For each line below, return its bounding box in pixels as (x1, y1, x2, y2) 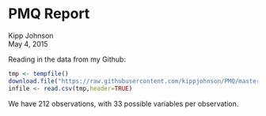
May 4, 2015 (8, 39, 49, 48)
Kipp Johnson (8, 31, 54, 40)
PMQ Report (8, 5, 90, 23)
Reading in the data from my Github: (8, 54, 127, 64)
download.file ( (8, 77, 59, 85)
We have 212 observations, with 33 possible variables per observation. (8, 99, 239, 108)
